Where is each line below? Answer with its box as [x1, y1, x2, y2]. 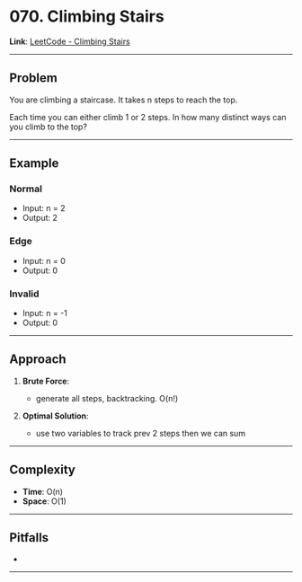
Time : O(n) [22, 486, 64, 497]
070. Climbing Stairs [9, 6, 164, 27]
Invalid [9, 287, 40, 300]
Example [9, 155, 59, 172]
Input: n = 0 [22, 255, 66, 266]
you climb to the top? [9, 121, 88, 132]
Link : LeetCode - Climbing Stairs [9, 36, 130, 47]
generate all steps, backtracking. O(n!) [35, 392, 179, 403]
